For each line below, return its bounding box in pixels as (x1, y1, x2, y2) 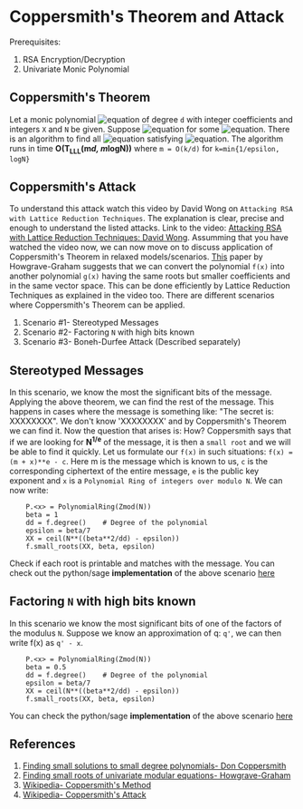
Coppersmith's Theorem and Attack (9, 6, 285, 27)
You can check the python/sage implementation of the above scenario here (9, 710, 294, 721)
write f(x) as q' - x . (9, 637, 83, 648)
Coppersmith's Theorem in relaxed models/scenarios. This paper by (9, 251, 264, 262)
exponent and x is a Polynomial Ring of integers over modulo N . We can (9, 474, 283, 486)
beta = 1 (25, 510, 59, 519)
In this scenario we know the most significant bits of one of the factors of (9, 618, 282, 629)
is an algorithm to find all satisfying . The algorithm (9, 133, 283, 144)
